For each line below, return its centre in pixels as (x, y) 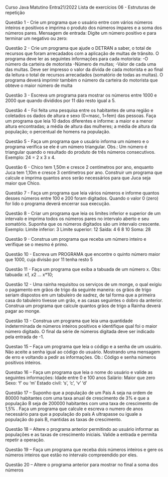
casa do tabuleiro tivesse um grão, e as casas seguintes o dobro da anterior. (84, 300)
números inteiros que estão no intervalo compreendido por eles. (71, 455)
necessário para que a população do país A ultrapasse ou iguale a (73, 414)
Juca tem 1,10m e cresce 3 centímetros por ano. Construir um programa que (84, 172)
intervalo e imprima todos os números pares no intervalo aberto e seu (77, 219)
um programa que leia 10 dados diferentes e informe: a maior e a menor (79, 121)
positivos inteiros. (23, 362)
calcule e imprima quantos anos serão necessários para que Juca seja (78, 178)
